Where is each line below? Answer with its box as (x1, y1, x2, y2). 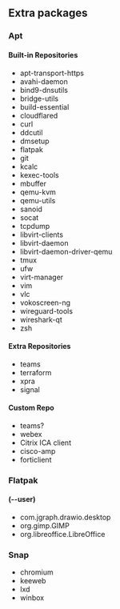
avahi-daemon (19, 76, 68, 86)
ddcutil (19, 127, 43, 137)
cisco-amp (19, 446, 56, 455)
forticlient (19, 455, 52, 464)
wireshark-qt (19, 315, 62, 324)
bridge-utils (19, 94, 58, 103)
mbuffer (19, 178, 46, 188)
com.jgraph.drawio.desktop (19, 512, 111, 523)
